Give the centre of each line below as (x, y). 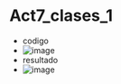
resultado (40, 60)
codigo (36, 41)
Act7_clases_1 (61, 16)
